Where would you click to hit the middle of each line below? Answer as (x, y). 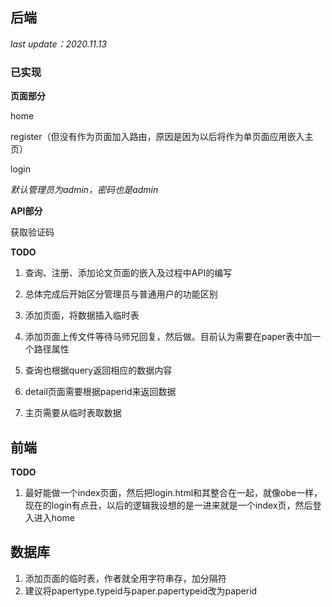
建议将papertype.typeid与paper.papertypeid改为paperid (141, 590)
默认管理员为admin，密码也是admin (84, 190)
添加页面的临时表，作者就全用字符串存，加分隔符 (125, 578)
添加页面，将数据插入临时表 (82, 315)
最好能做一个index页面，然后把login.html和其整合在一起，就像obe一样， (173, 492)
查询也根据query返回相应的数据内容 (98, 370)
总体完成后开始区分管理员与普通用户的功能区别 (121, 294)
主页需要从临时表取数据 (73, 413)
